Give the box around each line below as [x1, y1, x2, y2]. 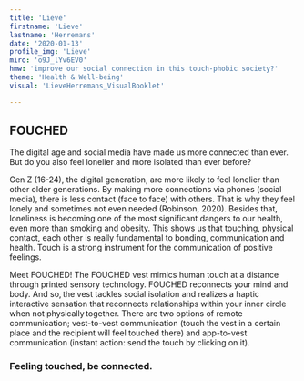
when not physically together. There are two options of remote [9, 308, 243, 319]
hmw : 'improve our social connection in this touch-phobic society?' [9, 65, 279, 74]
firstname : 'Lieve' [9, 22, 84, 31]
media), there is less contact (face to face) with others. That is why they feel [9, 193, 296, 205]
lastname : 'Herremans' [9, 30, 96, 39]
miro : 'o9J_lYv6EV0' [9, 56, 88, 65]
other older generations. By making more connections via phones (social [9, 184, 282, 195]
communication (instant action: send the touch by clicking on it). [9, 337, 250, 348]
